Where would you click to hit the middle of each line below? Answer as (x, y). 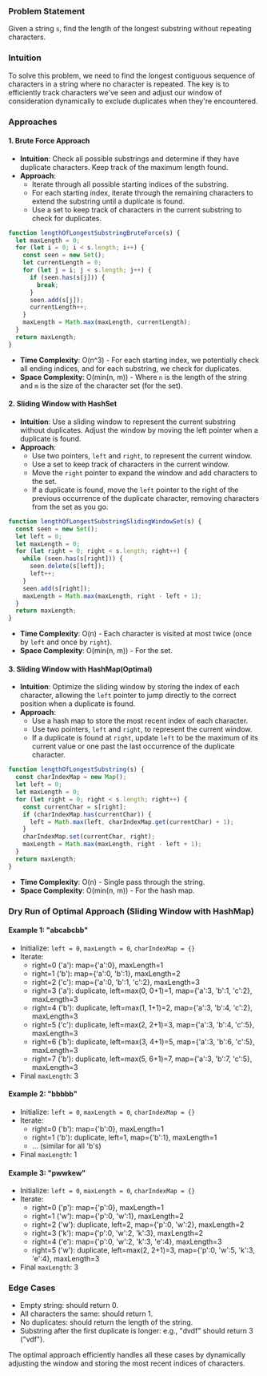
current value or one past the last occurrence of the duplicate (133, 746)
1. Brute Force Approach (49, 141)
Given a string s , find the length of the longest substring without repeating (130, 29)
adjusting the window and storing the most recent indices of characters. (127, 1363)
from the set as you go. (70, 506)
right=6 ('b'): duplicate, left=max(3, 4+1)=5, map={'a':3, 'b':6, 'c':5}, (143, 1041)
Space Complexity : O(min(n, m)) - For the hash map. (107, 890)
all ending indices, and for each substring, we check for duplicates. (130, 368)
